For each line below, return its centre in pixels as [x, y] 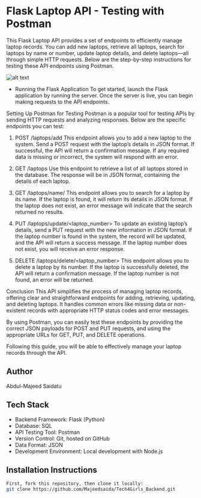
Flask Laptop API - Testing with [85, 11]
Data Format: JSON [39, 445]
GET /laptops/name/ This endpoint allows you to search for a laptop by [102, 192]
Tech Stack [28, 405]
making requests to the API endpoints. [62, 102]
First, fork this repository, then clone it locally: [75, 484]
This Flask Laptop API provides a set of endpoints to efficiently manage [94, 40]
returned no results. [39, 212]
